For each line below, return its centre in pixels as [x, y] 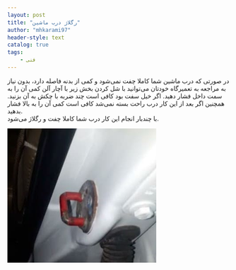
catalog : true [28, 45]
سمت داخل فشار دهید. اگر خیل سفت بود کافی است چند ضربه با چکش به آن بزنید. [115, 96]
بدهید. [15, 111]
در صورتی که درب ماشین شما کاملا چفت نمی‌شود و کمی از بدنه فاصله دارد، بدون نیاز [118, 81]
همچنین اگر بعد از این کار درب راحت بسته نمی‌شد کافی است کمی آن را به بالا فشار [116, 103]
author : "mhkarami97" [39, 30]
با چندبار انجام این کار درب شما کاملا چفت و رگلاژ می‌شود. [83, 118]
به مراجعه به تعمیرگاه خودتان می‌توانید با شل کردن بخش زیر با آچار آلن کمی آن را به [117, 88]
